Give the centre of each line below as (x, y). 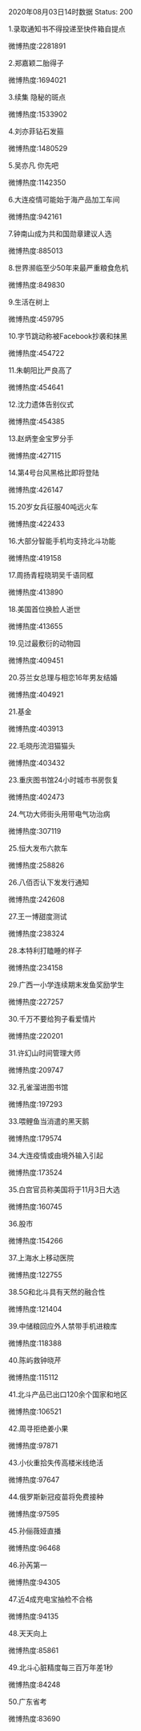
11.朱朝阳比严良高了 (40, 370)
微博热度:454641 (36, 387)
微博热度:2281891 (37, 46)
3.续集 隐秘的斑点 (37, 97)
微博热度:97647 (34, 1480)
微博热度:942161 (35, 216)
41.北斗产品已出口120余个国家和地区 (68, 1394)
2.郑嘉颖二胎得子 (36, 63)
